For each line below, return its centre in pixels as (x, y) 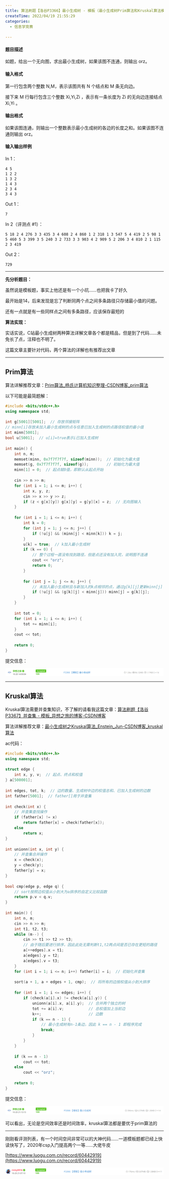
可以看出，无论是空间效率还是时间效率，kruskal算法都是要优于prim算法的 (81, 1124)
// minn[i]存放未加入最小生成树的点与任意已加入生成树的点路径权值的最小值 (75, 427)
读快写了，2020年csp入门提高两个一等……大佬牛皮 (58, 1145)
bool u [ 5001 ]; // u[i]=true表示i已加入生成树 (52, 438)
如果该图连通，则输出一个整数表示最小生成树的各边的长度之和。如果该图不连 (84, 128)
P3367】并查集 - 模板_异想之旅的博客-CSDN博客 (56, 715)
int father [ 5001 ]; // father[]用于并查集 (49, 796)
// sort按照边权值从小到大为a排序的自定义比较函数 (61, 892)
